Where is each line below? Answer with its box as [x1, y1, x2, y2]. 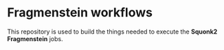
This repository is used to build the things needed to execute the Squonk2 [7, 27, 218, 36]
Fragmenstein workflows [7, 5, 153, 21]
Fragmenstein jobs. [7, 34, 63, 42]
